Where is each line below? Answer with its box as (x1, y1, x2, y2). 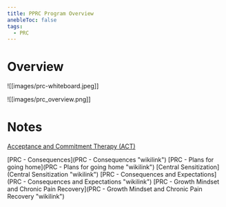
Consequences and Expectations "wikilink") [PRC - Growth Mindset (27, 177, 219, 186)
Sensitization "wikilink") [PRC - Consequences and (31, 170, 176, 179)
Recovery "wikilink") (7, 193, 65, 201)
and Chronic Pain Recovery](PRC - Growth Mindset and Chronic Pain (7, 185, 203, 193)
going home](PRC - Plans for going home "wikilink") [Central (7, 163, 179, 171)
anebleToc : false (7, 17, 57, 23)
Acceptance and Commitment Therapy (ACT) (7, 142, 136, 150)
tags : (7, 23, 23, 30)
